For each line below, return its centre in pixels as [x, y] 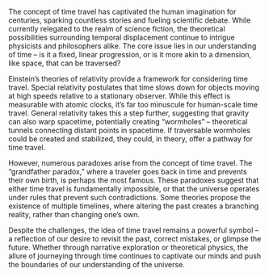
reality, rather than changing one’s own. [74, 214]
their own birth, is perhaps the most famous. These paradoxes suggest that [134, 180]
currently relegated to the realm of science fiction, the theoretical [117, 29]
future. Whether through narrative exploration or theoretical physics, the [128, 247]
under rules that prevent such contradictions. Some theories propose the [130, 197]
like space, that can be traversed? [65, 63]
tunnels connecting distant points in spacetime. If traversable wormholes [129, 130]
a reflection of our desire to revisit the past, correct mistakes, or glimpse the [135, 239]
